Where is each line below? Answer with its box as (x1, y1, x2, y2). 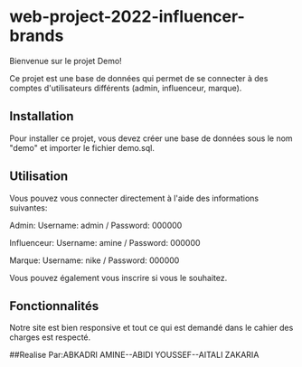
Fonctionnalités (9, 298, 99, 314)
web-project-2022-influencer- (9, 6, 246, 27)
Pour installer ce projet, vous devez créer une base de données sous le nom (9, 133, 293, 144)
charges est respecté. (9, 332, 91, 343)
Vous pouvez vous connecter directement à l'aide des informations (9, 193, 260, 203)
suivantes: (9, 202, 48, 213)
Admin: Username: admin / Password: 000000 (9, 220, 183, 231)
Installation (9, 108, 74, 124)
